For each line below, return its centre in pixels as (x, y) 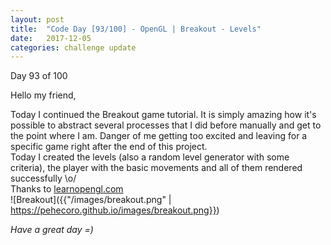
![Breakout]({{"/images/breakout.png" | (91, 200)
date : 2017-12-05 (51, 38)
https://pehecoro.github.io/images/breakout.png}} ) (115, 210)
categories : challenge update (73, 47)
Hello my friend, (43, 95)
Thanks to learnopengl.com (67, 189)
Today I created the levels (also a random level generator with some (150, 157)
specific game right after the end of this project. (109, 147)
